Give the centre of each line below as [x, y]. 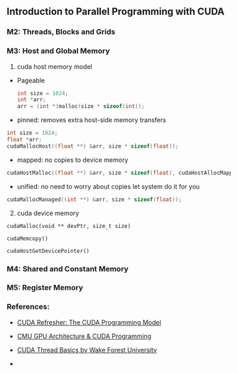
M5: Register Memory [45, 288]
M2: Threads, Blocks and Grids [61, 32]
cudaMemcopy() [28, 238]
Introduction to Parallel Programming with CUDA [116, 12]
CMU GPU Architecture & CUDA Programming [84, 336]
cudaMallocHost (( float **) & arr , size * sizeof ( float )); [93, 146]
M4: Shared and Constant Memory [67, 269]
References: [28, 307]
